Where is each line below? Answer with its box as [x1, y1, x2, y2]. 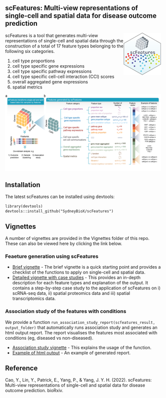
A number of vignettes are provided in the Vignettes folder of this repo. [5, 235, 150, 241]
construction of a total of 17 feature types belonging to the [5, 43, 124, 49]
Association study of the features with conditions [5, 308, 126, 315]
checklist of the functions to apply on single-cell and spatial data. [12, 269, 146, 276]
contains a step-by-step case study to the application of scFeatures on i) [12, 285, 161, 291]
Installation [5, 180, 41, 189]
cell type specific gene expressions [12, 63, 85, 69]
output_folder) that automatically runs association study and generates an [5, 324, 158, 330]
